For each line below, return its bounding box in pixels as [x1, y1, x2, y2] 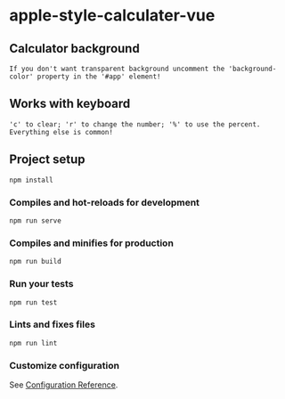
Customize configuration [9, 359, 120, 371]
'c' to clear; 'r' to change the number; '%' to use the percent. [9, 119, 261, 129]
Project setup [9, 152, 86, 167]
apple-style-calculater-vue [9, 5, 216, 26]
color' [9, 72, 34, 81]
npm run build [9, 257, 62, 266]
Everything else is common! [9, 127, 114, 136]
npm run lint [9, 338, 58, 347]
